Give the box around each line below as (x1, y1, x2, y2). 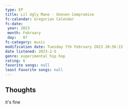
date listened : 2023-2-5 (5, 49, 57, 54)
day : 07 (7, 35, 28, 40)
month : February (7, 30, 41, 35)
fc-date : (5, 21, 23, 26)
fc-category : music (5, 40, 46, 45)
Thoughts (5, 86, 36, 95)
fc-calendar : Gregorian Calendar (5, 16, 74, 21)
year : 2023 (7, 26, 30, 31)
